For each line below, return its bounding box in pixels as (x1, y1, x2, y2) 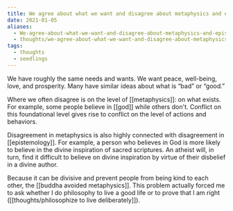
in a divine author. (7, 160, 58, 169)
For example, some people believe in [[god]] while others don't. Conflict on (7, 102, 222, 111)
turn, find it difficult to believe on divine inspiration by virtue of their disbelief (7, 153, 226, 161)
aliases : (7, 23, 33, 30)
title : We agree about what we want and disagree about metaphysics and (7, 10, 222, 17)
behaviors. (7, 117, 38, 126)
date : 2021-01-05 (7, 17, 58, 24)
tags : (7, 42, 23, 49)
